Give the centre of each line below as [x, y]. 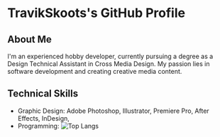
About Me [29, 39]
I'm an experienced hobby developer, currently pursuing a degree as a [110, 56]
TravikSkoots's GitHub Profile [97, 13]
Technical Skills [43, 94]
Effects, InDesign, [43, 118]
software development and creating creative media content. [95, 71]
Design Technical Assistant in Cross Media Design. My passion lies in [109, 64]
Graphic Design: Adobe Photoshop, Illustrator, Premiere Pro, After [113, 111]
